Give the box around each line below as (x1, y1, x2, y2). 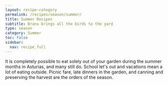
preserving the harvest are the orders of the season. (5, 74, 113, 80)
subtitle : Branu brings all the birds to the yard (5, 21, 113, 26)
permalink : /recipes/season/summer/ (5, 12, 82, 17)
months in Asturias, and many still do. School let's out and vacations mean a (5, 63, 163, 69)
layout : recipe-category (5, 7, 57, 12)
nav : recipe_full (10, 44, 46, 49)
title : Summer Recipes (5, 16, 53, 21)
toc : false (5, 35, 28, 40)
